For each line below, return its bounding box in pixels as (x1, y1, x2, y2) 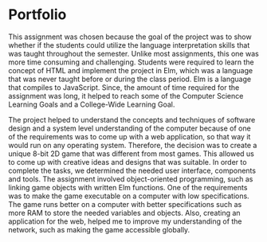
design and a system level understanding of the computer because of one (8, 123, 251, 133)
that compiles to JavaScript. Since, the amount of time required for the (8, 82, 240, 92)
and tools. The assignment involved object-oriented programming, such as (8, 174, 253, 184)
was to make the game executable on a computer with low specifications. (8, 191, 249, 201)
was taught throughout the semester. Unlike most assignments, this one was (8, 49, 259, 58)
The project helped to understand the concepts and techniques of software (8, 115, 256, 124)
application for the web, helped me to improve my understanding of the (8, 217, 242, 226)
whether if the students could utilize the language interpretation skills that (8, 40, 250, 49)
